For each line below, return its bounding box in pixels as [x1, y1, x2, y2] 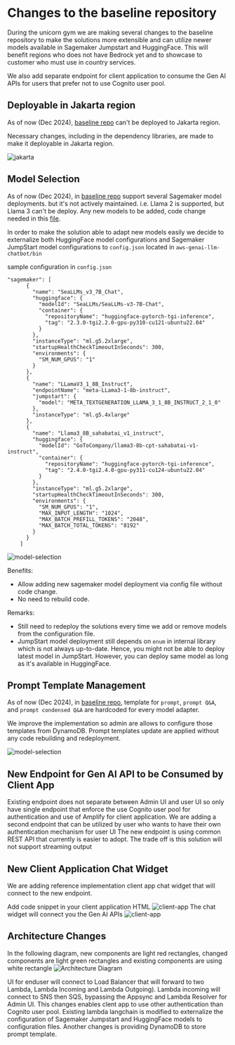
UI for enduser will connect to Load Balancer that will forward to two [7, 978, 205, 986]
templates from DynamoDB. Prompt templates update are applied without [7, 727, 220, 735]
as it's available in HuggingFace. [17, 659, 112, 668]
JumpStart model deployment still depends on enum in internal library [17, 637, 216, 645]
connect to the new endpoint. [7, 889, 93, 897]
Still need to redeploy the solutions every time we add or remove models [17, 622, 227, 630]
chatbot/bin [7, 250, 42, 257]
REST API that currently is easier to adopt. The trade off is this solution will [7, 835, 222, 843]
